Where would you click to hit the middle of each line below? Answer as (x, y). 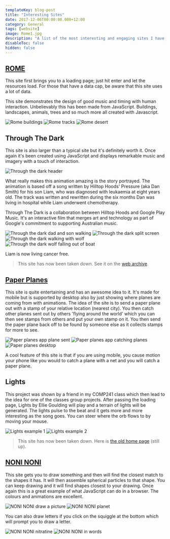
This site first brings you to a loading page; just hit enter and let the (75, 81)
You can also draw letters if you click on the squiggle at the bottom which (82, 516)
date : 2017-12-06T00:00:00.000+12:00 (45, 19)
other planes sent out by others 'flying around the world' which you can (80, 314)
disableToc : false (25, 43)
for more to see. (22, 330)
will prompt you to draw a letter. (38, 521)
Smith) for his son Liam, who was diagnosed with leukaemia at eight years (83, 192)
